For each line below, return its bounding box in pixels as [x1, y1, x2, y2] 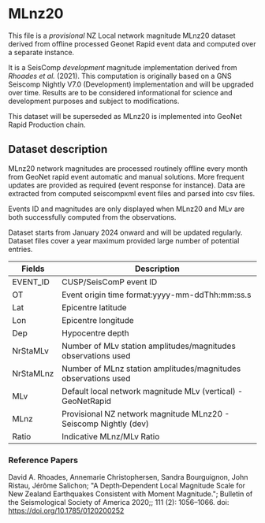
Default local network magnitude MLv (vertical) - [62, 385, 243, 396]
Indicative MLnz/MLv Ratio [62, 431, 160, 442]
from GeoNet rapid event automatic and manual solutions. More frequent [8, 172, 244, 181]
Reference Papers [8, 454, 79, 466]
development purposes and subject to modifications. [8, 96, 180, 106]
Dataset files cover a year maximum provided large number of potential [8, 236, 240, 245]
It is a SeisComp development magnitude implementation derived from [8, 62, 237, 72]
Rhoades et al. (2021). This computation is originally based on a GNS [8, 71, 232, 80]
